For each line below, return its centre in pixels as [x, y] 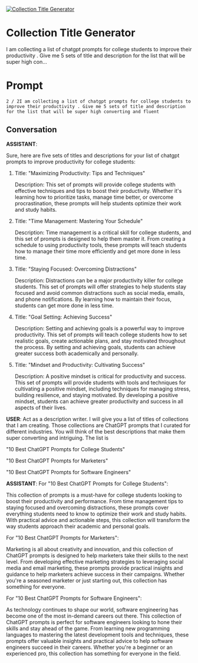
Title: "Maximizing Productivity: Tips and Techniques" [80, 173]
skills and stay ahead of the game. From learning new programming [88, 628]
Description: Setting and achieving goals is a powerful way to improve [99, 328]
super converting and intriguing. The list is [57, 438]
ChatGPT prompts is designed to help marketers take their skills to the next [97, 555]
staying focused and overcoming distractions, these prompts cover [88, 507]
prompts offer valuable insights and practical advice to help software [90, 641]
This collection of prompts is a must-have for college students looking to [94, 495]
